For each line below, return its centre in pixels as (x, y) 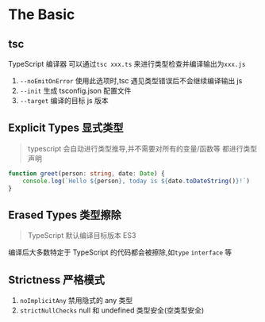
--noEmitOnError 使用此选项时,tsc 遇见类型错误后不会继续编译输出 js (131, 80)
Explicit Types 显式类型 (66, 128)
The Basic (42, 15)
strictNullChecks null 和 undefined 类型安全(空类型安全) (112, 310)
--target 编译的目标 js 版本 (64, 100)
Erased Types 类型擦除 (65, 215)
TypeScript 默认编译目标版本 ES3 (82, 236)
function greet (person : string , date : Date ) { (86, 173)
